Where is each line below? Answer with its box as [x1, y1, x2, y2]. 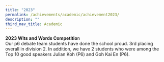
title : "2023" [5, 7, 36, 13]
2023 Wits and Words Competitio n [5, 35, 80, 41]
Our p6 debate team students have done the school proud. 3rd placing [5, 41, 153, 47]
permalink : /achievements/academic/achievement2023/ [5, 12, 120, 17]
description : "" [5, 17, 40, 22]
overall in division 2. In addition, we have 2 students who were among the [5, 46, 159, 52]
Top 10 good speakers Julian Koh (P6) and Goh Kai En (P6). [5, 51, 130, 57]
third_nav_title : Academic [5, 21, 63, 27]
